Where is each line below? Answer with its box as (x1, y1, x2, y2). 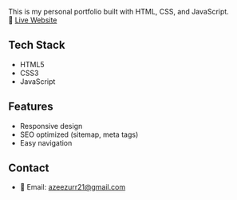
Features (8, 100, 53, 114)
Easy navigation (19, 138, 73, 147)
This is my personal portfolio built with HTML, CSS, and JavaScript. (8, 7, 229, 16)
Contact (8, 162, 49, 175)
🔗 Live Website (8, 15, 57, 25)
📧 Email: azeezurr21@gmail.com (19, 182, 126, 192)
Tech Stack (8, 38, 65, 52)
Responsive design (19, 121, 83, 130)
